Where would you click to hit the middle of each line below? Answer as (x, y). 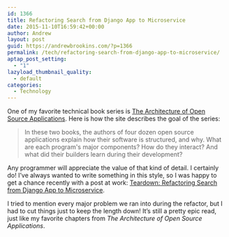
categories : (24, 85)
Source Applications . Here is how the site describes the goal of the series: (114, 118)
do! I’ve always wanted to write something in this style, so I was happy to (112, 176)
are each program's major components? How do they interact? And (121, 147)
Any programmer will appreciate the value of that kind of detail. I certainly (113, 168)
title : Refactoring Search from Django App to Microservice (97, 20)
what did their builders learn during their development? (103, 155)
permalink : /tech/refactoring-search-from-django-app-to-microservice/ (113, 53)
